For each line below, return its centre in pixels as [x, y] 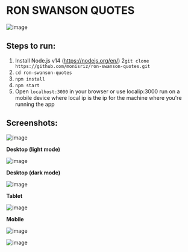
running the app [35, 104]
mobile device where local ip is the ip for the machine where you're [98, 97]
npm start [27, 85]
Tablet [14, 195]
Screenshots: [32, 123]
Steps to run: [31, 46]
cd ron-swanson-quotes [43, 73]
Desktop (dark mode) [33, 173]
